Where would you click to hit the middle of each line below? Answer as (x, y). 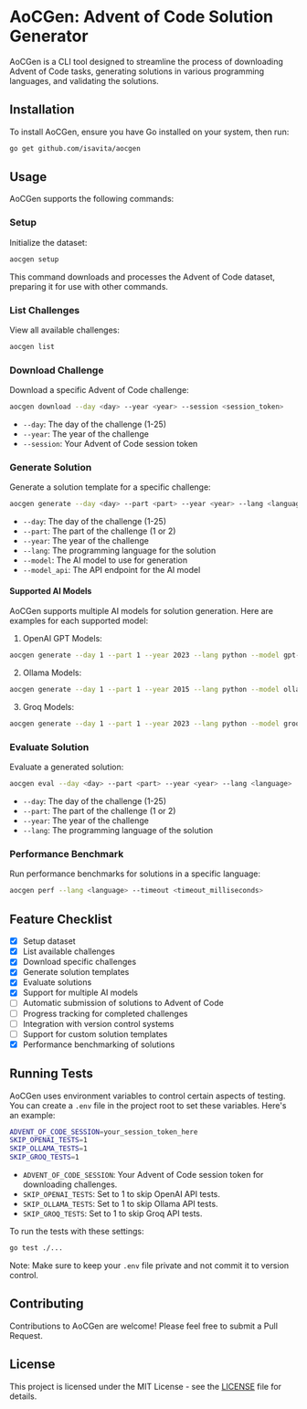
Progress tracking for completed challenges (105, 1013)
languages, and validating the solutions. (85, 80)
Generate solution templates (76, 972)
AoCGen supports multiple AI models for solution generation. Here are (142, 611)
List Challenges (45, 310)
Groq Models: (48, 707)
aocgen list (32, 346)
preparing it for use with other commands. (89, 286)
